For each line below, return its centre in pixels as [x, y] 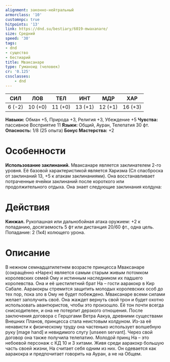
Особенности [36, 151]
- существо [17, 53]
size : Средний [20, 34]
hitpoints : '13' [22, 24]
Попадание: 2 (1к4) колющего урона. [45, 232]
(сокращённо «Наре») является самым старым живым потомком [77, 272]
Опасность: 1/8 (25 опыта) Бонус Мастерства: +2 [60, 130]
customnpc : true [22, 19]
